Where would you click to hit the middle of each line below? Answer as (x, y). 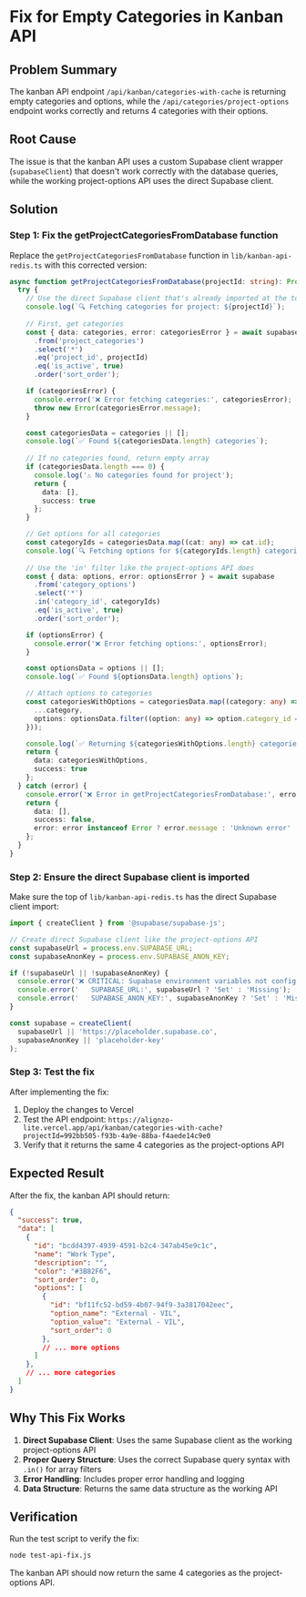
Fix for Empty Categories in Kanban (147, 17)
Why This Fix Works (67, 1418)
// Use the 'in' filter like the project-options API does (140, 568)
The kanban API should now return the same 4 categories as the (130, 1573)
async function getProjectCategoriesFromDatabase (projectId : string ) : (146, 281)
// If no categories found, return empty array (117, 458)
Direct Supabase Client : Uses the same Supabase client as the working (158, 1439)
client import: (34, 907)
